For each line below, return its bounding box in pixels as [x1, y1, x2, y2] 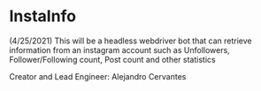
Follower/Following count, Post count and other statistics [9, 54, 216, 64]
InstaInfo [9, 6, 77, 27]
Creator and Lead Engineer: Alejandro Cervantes [9, 71, 187, 81]
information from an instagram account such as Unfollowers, [9, 44, 230, 55]
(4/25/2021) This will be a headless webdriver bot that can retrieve [9, 35, 252, 46]
